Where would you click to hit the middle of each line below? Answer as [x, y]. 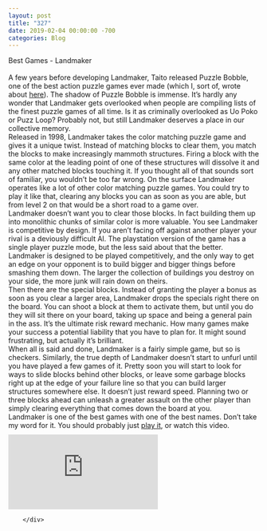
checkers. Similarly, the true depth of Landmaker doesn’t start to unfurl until [133, 358]
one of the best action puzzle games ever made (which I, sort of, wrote [125, 86]
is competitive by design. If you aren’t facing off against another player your [133, 230]
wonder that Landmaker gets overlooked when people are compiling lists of [132, 103]
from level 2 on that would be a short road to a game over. [104, 205]
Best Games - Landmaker [50, 61]
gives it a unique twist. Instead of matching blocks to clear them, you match [132, 145]
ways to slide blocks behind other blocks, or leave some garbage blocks [127, 374]
